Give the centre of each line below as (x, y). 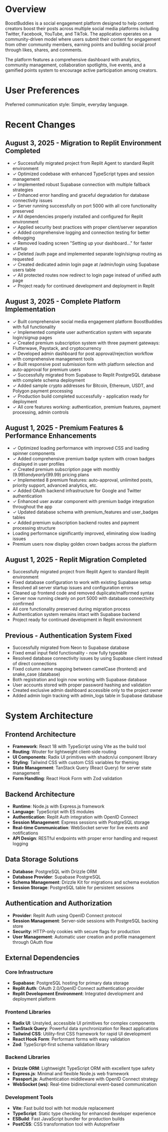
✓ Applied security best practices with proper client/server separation (85, 227)
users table (24, 270)
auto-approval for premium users (46, 369)
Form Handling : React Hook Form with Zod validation (67, 779)
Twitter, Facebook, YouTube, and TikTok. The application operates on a (78, 34)
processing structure (34, 528)
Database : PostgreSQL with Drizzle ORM (54, 871)
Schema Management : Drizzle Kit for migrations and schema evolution (86, 882)
